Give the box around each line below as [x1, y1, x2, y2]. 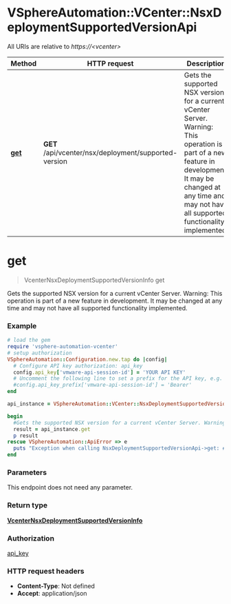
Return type [7, 501, 48, 510]
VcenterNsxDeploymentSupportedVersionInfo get [23, 276, 165, 284]
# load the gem [7, 336, 51, 344]
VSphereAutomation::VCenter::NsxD [7, 5, 222, 21]
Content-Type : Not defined [16, 582, 95, 590]
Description [186, 59, 226, 68]
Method [10, 59, 37, 68]
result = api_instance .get [13, 425, 91, 432]
